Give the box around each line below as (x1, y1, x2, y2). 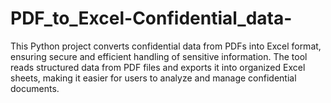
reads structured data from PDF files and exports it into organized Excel (10, 61, 306, 73)
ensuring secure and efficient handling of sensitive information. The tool (10, 50, 308, 62)
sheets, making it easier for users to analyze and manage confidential (10, 72, 297, 84)
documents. (10, 82, 60, 94)
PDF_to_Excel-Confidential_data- (10, 7, 293, 30)
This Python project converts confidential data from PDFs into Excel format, (10, 40, 322, 52)
